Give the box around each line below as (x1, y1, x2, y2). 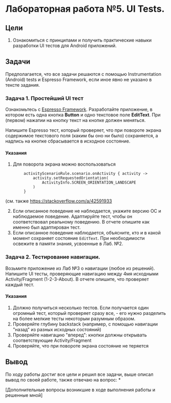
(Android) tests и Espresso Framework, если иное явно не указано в (5, 76, 152, 83)
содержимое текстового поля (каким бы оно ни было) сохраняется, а (5, 133, 158, 139)
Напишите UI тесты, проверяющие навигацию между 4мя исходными (5, 270, 159, 277)
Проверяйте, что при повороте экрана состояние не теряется (12, 342, 149, 349)
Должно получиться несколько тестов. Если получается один (12, 305, 149, 311)
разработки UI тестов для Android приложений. (12, 43, 117, 49)
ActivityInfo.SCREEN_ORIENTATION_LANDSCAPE (41, 180, 137, 185)
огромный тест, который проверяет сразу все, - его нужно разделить (12, 310, 166, 316)
